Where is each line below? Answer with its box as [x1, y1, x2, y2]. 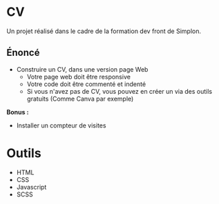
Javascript [16, 183, 47, 191]
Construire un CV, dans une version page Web [16, 65, 149, 73]
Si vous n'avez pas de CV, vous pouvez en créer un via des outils [26, 87, 212, 95]
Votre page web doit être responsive [26, 72, 131, 81]
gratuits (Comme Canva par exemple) [26, 94, 134, 103]
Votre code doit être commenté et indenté [26, 80, 146, 88]
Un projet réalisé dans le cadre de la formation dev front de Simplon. [6, 27, 202, 35]
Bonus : [6, 108, 29, 116]
